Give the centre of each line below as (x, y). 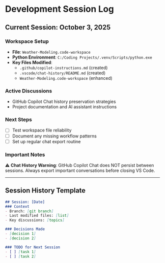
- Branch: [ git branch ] (29, 211)
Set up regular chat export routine (46, 141)
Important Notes (25, 155)
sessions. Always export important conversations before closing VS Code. (80, 170)
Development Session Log (60, 9)
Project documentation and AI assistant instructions (64, 107)
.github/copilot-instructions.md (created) (64, 67)
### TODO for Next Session (33, 247)
